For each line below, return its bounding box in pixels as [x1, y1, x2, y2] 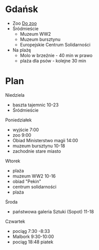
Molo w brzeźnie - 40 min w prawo [20, 52, 93, 58]
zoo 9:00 [12, 132, 32, 138]
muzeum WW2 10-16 [12, 173, 56, 179]
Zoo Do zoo [12, 20, 37, 26]
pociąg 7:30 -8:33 [12, 228, 50, 234]
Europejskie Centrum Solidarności [20, 41, 90, 47]
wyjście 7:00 [12, 127, 39, 133]
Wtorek [5, 158, 21, 164]
